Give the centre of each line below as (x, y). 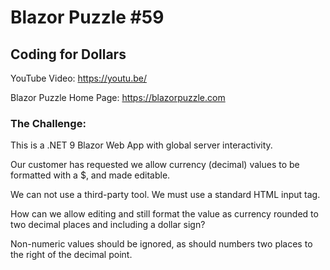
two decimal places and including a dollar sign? (108, 225)
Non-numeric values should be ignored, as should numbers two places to (161, 244)
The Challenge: (48, 123)
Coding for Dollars (68, 54)
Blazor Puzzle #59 (87, 17)
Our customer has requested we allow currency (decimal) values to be (155, 165)
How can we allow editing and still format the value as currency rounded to (164, 214)
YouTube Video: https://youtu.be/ (78, 78)
